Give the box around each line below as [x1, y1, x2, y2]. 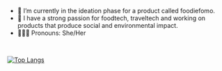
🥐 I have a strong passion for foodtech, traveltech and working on [17, 14, 206, 22]
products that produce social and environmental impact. [17, 22, 179, 29]
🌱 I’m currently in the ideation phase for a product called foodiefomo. [17, 7, 216, 15]
